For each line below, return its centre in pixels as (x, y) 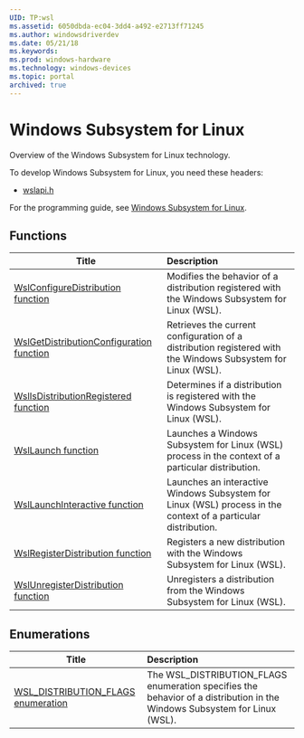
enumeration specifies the (202, 686)
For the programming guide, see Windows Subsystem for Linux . (128, 207)
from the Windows (206, 591)
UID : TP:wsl (32, 18)
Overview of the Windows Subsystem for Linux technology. (120, 155)
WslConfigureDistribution (68, 288)
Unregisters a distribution (221, 580)
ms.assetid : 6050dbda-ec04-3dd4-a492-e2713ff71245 (107, 26)
